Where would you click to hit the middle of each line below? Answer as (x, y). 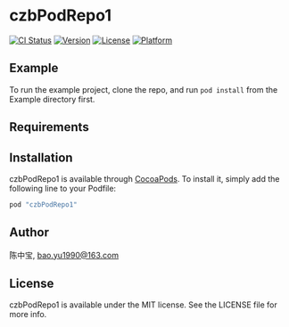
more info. (28, 315)
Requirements (49, 127)
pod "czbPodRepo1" (43, 204)
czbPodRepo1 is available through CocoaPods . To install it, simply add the (144, 178)
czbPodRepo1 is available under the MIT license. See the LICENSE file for (144, 305)
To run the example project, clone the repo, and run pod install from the (144, 89)
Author (29, 233)
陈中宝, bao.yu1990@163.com (64, 255)
